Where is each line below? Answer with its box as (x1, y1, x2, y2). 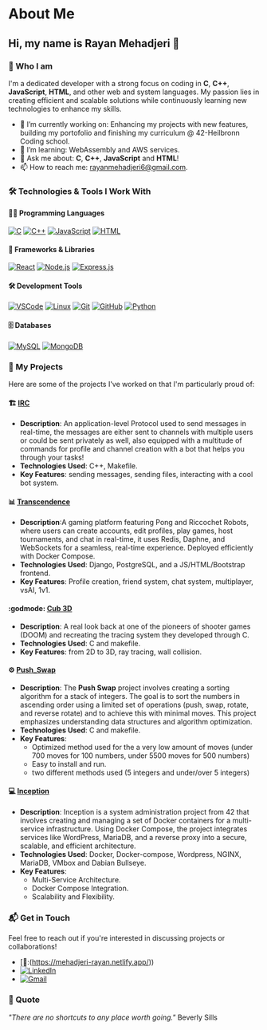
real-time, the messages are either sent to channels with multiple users (19, 428, 253, 437)
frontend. (19, 568, 51, 578)
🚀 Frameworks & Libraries (8, 244, 96, 254)
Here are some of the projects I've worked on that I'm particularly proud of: (8, 379, 255, 389)
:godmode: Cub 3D (8, 603, 73, 613)
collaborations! (8, 942, 57, 952)
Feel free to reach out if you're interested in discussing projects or (8, 933, 226, 943)
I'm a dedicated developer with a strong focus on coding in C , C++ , (8, 78, 230, 88)
